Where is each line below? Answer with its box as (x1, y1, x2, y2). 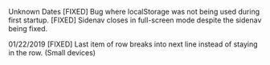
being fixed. (8, 24, 48, 33)
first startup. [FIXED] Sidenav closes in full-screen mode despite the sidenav (8, 15, 262, 25)
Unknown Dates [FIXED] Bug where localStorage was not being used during (8, 7, 260, 16)
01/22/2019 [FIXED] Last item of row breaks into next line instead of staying (8, 39, 259, 49)
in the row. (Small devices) (8, 48, 96, 57)
